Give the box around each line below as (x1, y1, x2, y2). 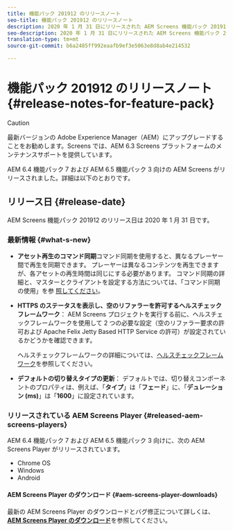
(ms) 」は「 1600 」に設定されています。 (25, 391, 138, 400)
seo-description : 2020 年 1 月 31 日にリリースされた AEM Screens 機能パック (7, 29, 221, 37)
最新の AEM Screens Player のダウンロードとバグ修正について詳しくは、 (7, 507, 215, 516)
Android (17, 473, 40, 482)
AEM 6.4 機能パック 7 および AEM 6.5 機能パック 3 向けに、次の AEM (7, 437, 205, 445)
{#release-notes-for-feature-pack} (7, 96, 215, 112)
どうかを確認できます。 (29, 336, 96, 344)
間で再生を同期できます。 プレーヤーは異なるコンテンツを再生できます (17, 261, 220, 269)
